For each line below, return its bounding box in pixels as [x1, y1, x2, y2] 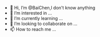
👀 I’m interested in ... [9, 10, 52, 16]
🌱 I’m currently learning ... [9, 15, 63, 21]
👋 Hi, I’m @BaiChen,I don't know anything [9, 5, 96, 10]
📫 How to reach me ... [9, 26, 56, 32]
